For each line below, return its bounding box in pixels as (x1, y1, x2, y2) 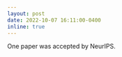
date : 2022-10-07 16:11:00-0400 (7, 17, 101, 24)
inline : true (7, 23, 45, 30)
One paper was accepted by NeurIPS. (7, 42, 116, 51)
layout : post (7, 10, 45, 17)
